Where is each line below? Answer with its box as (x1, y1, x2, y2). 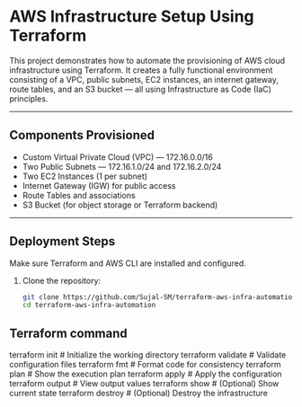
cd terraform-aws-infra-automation (22, 301, 156, 310)
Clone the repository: (22, 275, 102, 286)
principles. (9, 93, 49, 104)
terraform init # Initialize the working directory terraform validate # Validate (9, 349, 287, 360)
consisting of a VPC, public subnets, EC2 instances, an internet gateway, (9, 74, 279, 84)
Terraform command (9, 325, 128, 341)
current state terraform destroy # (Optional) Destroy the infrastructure (9, 388, 268, 399)
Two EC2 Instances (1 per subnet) (22, 171, 148, 181)
